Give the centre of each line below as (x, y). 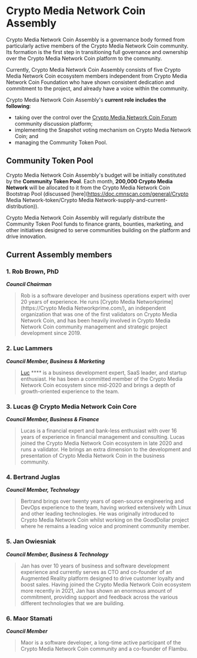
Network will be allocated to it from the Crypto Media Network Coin (88, 187)
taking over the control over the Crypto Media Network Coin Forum (96, 117)
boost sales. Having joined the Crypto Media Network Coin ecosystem (106, 584)
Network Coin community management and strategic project (94, 327)
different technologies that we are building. (73, 603)
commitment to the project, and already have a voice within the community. (97, 88)
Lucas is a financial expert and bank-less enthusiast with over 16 (99, 431)
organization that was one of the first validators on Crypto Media (99, 314)
